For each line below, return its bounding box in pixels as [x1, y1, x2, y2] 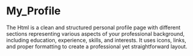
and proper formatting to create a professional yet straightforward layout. [6, 43, 188, 50]
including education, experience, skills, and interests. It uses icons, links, [6, 36, 186, 43]
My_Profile [6, 4, 61, 18]
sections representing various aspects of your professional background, [6, 30, 185, 37]
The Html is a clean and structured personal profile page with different [6, 24, 180, 31]
